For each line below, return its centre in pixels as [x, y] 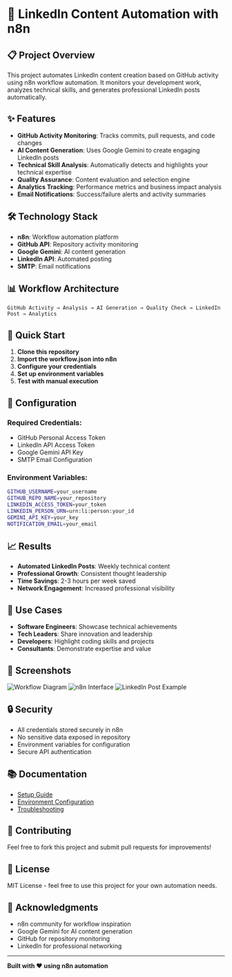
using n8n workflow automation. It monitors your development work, [104, 83]
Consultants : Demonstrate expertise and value [84, 649]
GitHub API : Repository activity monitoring [78, 244]
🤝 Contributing [39, 830]
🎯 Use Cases [35, 610]
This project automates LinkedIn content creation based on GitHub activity [113, 75]
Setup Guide [35, 794]
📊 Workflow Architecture [63, 289]
